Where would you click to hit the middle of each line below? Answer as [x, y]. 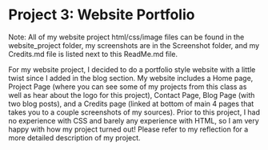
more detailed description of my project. [75, 137]
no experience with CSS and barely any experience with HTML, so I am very [134, 120]
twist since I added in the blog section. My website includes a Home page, [131, 78]
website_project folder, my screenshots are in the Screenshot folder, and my [134, 45]
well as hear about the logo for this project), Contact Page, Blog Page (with [132, 95]
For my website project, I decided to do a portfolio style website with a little [132, 69]
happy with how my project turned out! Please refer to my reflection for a [128, 129]
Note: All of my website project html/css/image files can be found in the [126, 37]
